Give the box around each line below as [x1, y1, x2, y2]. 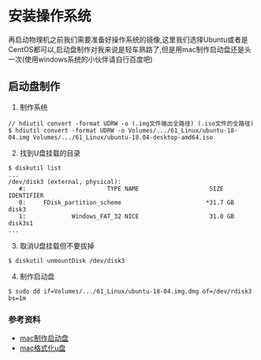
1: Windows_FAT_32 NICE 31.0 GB [18, 212, 235, 220]
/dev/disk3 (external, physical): [8, 178, 122, 186]
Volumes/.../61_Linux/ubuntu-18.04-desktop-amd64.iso [32, 133, 214, 141]
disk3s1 [8, 219, 34, 227]
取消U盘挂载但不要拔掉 [19, 241, 95, 250]
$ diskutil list [8, 163, 62, 172]
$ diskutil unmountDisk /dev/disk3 [8, 257, 125, 264]
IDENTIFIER [8, 191, 44, 200]
